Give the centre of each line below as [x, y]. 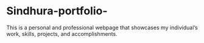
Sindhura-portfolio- [57, 11]
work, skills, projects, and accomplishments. [62, 33]
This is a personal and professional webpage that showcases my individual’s [102, 27]
